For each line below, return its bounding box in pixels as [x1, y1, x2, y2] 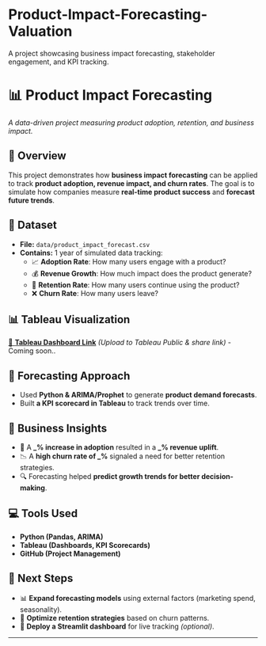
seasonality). [19, 604, 62, 614]
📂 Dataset [8, 218, 58, 232]
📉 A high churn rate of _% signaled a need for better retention [19, 451, 226, 461]
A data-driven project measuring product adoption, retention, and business [8, 117, 255, 127]
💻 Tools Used [8, 507, 78, 520]
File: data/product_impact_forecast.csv [19, 239, 150, 249]
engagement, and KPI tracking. [8, 57, 109, 66]
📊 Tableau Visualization [8, 313, 131, 326]
